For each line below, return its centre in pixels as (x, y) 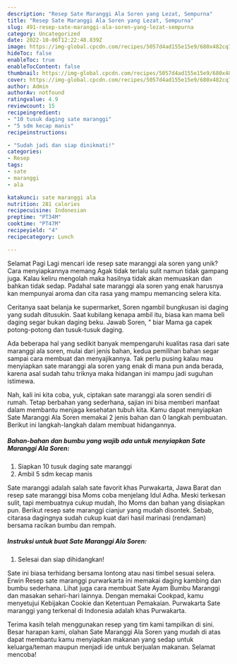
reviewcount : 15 (31, 106)
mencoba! (22, 654)
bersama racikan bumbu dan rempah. (62, 525)
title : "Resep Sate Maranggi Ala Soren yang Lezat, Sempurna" (101, 21)
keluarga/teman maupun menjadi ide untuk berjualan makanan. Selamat (111, 647)
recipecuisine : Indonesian (47, 211)
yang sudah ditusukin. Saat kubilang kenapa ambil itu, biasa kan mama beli (116, 314)
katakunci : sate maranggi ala (52, 198)
